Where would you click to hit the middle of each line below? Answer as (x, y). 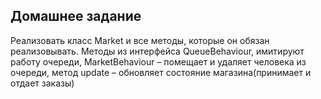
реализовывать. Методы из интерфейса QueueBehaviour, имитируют (157, 51)
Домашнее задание (76, 16)
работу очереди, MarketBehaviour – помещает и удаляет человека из (158, 61)
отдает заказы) (42, 83)
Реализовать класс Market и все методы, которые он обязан (140, 40)
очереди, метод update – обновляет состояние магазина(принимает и (161, 72)
